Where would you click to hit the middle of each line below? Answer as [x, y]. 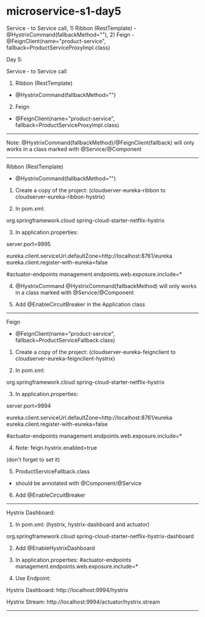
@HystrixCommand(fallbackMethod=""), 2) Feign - [70, 34]
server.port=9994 [29, 406]
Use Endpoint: [33, 578]
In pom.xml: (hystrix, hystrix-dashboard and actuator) [82, 524]
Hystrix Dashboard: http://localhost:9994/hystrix [67, 590]
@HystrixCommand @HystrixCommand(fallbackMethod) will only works [106, 286]
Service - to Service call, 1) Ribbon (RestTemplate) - [71, 28]
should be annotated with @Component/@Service [78, 483]
